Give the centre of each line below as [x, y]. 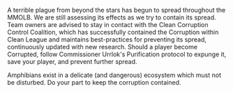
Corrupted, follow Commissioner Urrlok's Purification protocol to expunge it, [117, 54]
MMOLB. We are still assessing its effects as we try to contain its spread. [112, 17]
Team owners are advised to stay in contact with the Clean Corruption [108, 25]
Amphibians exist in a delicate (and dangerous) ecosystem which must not [114, 75]
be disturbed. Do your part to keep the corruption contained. [94, 82]
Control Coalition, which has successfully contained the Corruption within [113, 32]
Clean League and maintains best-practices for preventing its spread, [107, 40]
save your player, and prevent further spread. [72, 61]
